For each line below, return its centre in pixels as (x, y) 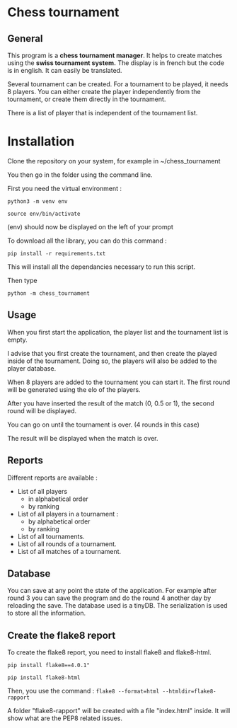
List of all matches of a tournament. (69, 551)
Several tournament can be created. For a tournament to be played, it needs (118, 84)
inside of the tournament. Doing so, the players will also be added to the (112, 361)
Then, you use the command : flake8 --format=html (83, 691)
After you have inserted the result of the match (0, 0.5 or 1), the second (111, 403)
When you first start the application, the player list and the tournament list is (118, 332)
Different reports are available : (52, 478)
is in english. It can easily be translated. (65, 70)
